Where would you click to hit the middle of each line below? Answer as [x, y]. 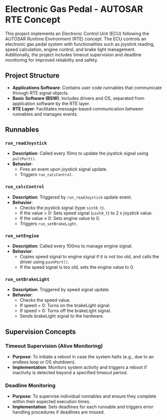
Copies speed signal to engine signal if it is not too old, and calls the [89, 257]
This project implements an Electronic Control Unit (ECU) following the [77, 33]
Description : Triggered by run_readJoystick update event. [72, 197]
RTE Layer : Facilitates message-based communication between [78, 108]
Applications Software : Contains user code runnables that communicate [87, 88]
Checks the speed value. [45, 300]
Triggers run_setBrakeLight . [49, 223]
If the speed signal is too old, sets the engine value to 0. [77, 267]
